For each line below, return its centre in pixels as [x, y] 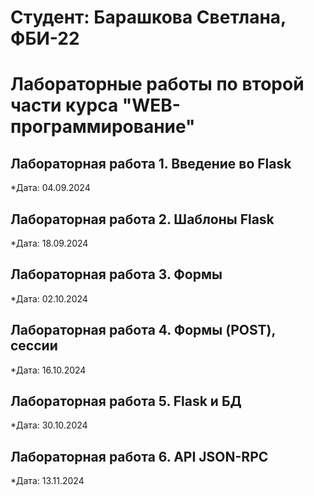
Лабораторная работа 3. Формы [116, 274]
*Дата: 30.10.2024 [49, 425]
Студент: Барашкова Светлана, [148, 17]
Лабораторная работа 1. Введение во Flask [151, 163]
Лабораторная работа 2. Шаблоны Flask [142, 219]
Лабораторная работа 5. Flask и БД [126, 401]
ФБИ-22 [45, 38]
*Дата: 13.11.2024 [47, 481]
